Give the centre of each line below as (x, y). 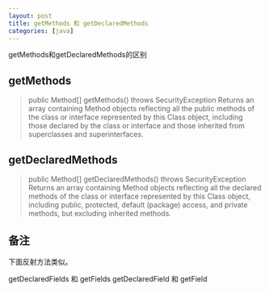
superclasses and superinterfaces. (86, 135)
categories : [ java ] (41, 31)
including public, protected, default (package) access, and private (138, 205)
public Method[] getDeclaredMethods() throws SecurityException (137, 179)
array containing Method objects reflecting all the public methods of (141, 109)
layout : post (30, 16)
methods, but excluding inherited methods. (100, 213)
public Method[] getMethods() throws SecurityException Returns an (141, 100)
